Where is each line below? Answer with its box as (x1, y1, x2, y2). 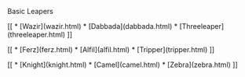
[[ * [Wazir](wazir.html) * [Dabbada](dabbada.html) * (7, 22, 178, 30)
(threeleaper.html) (7, 30, 66, 39)
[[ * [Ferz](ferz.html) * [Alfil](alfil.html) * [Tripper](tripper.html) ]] (7, 45, 215, 54)
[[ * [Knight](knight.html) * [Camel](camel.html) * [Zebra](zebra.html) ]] (7, 60, 239, 69)
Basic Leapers (7, 7, 54, 16)
